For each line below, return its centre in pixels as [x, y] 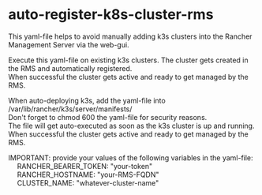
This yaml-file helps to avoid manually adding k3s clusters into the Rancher [130, 36]
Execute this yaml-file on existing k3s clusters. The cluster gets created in [128, 60]
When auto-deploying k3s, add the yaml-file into [87, 100]
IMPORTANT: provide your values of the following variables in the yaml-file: [131, 157]
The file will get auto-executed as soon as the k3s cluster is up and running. [131, 126]
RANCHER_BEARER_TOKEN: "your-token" [85, 166]
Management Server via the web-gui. [69, 44]
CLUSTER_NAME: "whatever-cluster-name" [88, 182]
